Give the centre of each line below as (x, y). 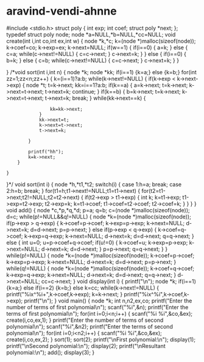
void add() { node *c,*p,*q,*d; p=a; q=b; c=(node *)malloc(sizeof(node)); (98, 210)
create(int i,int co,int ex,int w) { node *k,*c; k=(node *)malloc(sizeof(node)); (101, 41)
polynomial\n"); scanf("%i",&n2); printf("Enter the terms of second (90, 326)
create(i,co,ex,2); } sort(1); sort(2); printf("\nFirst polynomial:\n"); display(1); (101, 339)
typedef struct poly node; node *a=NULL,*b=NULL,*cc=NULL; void (91, 34)
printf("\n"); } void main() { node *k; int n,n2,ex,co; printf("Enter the (108, 301)
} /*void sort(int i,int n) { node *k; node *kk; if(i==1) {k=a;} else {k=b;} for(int (101, 72)
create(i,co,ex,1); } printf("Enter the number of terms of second (85, 320)
